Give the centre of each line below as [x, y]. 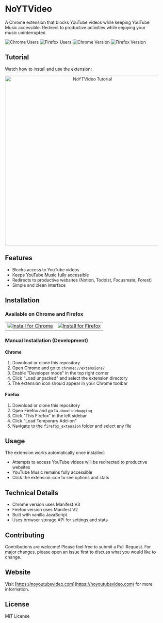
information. [17, 589]
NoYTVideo [29, 9]
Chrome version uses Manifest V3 [46, 504]
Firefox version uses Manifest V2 [45, 510]
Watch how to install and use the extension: [49, 69]
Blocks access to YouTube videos [46, 269]
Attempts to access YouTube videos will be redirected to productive [80, 462]
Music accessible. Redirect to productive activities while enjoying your [75, 27]
